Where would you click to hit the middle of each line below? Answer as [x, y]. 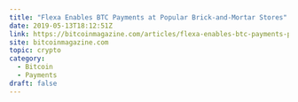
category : [27, 59]
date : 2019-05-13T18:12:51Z [61, 26]
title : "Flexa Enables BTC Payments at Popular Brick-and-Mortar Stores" [149, 17]
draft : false [33, 83]
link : [19, 34]
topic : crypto [35, 51]
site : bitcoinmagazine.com [59, 42]
